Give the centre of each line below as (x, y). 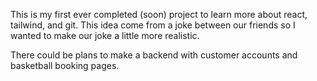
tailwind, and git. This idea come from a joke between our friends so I (153, 25)
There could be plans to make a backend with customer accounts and (154, 55)
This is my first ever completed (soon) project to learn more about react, (159, 14)
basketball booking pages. (65, 65)
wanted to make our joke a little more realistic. (105, 35)
